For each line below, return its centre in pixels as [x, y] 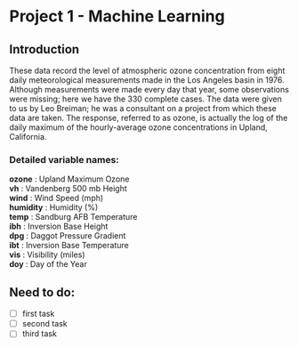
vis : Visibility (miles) [47, 254]
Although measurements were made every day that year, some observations [149, 89]
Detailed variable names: [64, 159]
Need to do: [42, 292]
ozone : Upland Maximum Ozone [69, 179]
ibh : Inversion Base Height [59, 226]
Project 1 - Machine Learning [117, 16]
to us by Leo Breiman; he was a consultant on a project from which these [143, 108]
